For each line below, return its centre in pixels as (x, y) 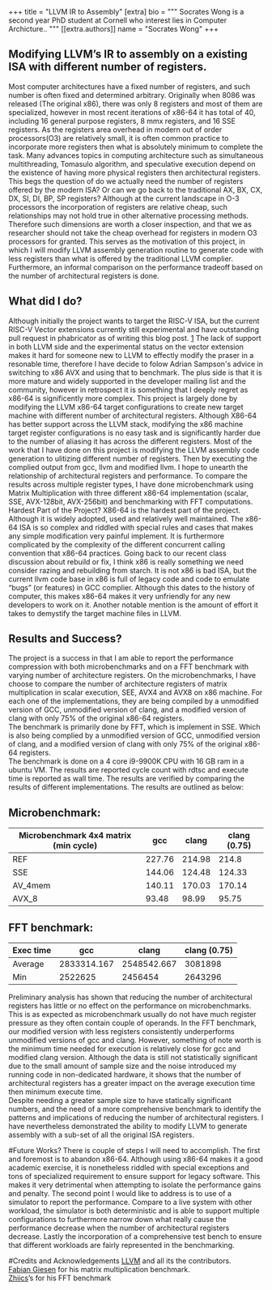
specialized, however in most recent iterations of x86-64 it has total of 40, (132, 112)
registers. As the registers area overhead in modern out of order (115, 130)
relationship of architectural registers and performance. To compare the (128, 475)
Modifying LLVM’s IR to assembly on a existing (128, 55)
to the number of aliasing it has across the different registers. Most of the (130, 441)
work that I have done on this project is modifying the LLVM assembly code (134, 449)
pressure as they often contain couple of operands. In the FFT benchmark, (133, 1023)
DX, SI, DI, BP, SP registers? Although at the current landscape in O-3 (124, 198)
